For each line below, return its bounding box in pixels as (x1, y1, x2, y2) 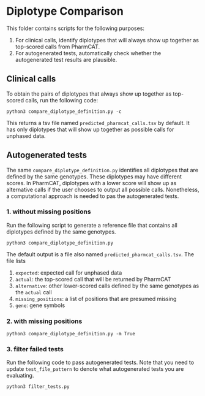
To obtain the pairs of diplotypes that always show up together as (6, 90, 172, 97)
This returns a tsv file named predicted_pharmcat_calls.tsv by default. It (6, 119, 190, 126)
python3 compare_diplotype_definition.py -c (6, 109, 122, 115)
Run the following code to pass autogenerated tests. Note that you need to (6, 359, 195, 366)
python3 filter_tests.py (6, 384, 70, 390)
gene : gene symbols (15, 302, 65, 309)
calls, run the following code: (25, 96, 99, 104)
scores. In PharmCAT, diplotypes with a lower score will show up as (6, 179, 177, 186)
